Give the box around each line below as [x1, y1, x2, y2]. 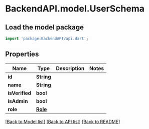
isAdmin [8, 97, 28, 104]
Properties [5, 50, 39, 58]
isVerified [8, 89, 32, 96]
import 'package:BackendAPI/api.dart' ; [5, 36, 89, 41]
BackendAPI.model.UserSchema [5, 3, 144, 14]
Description [56, 64, 85, 71]
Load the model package [5, 23, 84, 31]
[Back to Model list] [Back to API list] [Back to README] [5, 118, 120, 124]
